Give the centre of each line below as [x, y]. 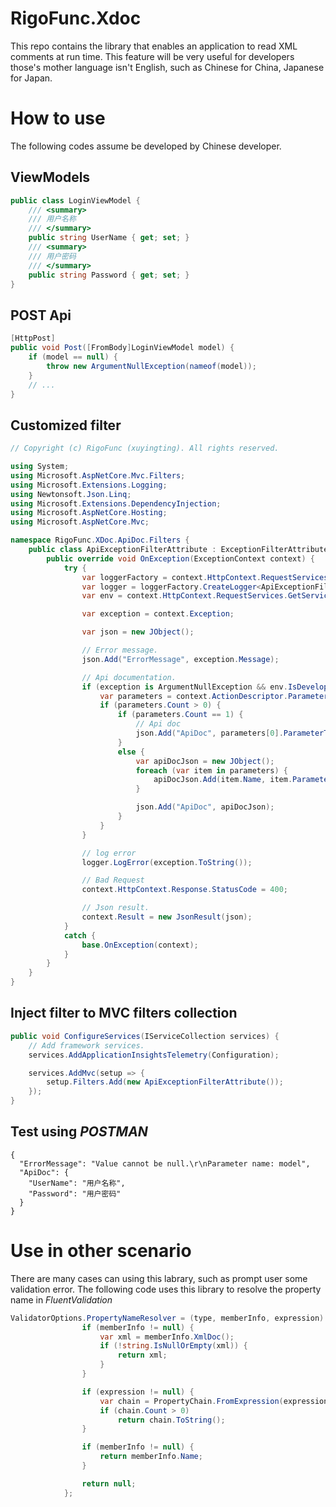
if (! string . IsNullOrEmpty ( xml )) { [173, 1346]
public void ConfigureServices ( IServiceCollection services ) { [145, 1036]
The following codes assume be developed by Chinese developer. [146, 146]
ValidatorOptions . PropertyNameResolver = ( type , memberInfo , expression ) [167, 1318]
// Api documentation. [129, 677]
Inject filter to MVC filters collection [124, 1013]
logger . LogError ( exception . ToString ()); [167, 862]
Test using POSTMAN [79, 1132]
